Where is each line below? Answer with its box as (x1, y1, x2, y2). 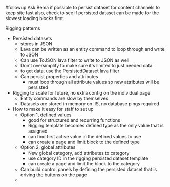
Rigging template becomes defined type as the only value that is (28, 123, 164, 128)
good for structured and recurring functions (28, 117, 120, 123)
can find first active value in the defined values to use (28, 134, 141, 139)
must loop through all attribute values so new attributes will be (28, 79, 160, 85)
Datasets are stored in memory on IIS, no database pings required (20, 101, 160, 107)
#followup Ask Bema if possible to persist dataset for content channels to (5, 5, 160, 10)
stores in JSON (20, 41, 53, 47)
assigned (28, 128, 48, 134)
